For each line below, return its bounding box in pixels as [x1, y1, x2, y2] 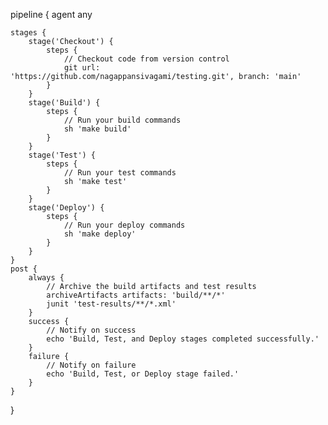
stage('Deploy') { [28, 203, 105, 213]
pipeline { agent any [10, 9, 93, 20]
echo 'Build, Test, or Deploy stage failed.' [46, 369, 240, 379]
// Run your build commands [63, 115, 182, 125]
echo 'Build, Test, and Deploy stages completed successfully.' [46, 334, 320, 344]
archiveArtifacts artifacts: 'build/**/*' [46, 290, 226, 300]
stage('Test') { [28, 150, 97, 160]
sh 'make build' [63, 124, 132, 134]
